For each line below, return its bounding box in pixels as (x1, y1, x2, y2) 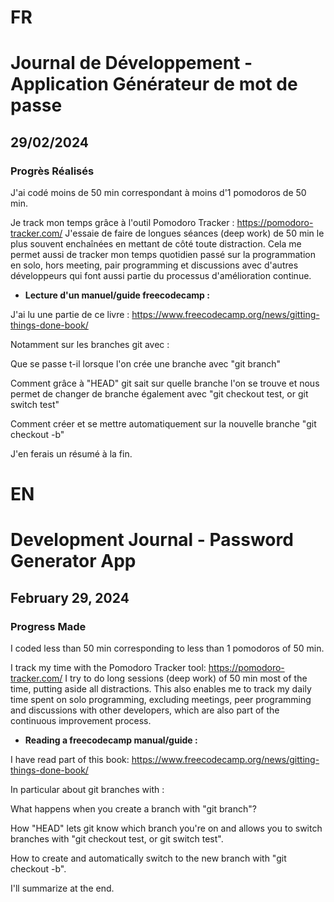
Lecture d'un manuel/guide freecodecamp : (24, 289, 210, 301)
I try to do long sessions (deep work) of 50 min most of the (64, 672, 308, 685)
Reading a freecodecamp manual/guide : (24, 734, 198, 746)
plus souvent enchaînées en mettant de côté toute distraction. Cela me (10, 238, 302, 250)
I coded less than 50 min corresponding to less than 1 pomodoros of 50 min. (10, 642, 325, 655)
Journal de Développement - (10, 52, 253, 75)
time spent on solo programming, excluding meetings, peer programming (10, 694, 312, 706)
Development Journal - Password (10, 529, 294, 551)
